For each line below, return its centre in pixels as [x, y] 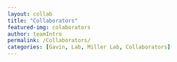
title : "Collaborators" [43, 21]
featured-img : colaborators [49, 27]
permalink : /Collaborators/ [49, 41]
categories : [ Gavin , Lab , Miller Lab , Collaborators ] [89, 47]
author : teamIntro [35, 34]
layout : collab [30, 14]
